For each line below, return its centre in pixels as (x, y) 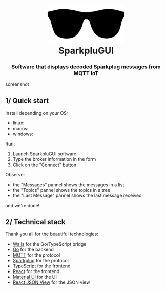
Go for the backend (33, 250)
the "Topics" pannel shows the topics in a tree (61, 190)
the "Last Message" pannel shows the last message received (77, 196)
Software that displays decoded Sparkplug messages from (86, 67)
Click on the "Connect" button (45, 165)
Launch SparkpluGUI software (45, 154)
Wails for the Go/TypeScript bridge (49, 244)
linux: (18, 123)
